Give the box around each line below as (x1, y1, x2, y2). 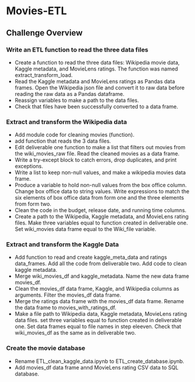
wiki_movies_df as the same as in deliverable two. (14, 329, 136, 336)
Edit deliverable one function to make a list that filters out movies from (14, 144, 186, 151)
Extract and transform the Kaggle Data (6, 240, 119, 249)
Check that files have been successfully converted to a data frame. (14, 102, 178, 110)
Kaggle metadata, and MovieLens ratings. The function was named (14, 65, 178, 72)
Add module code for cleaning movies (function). (14, 131, 135, 139)
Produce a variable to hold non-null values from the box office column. (14, 182, 187, 189)
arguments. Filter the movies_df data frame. (14, 291, 122, 298)
